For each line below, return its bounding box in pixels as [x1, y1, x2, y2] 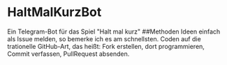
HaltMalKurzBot [7, 4, 102, 20]
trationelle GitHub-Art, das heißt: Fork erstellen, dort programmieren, [7, 42, 205, 50]
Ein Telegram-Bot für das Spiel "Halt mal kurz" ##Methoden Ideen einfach [7, 27, 221, 36]
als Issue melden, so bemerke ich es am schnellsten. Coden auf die [7, 34, 201, 43]
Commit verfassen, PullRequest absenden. [7, 50, 130, 58]
